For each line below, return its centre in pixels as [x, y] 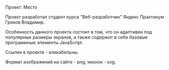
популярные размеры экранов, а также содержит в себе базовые [76, 37]
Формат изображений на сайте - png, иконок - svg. [61, 62]
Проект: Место [21, 7]
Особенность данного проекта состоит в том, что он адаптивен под [79, 32]
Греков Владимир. [25, 22]
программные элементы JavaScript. [44, 42]
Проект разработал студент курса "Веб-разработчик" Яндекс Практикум [85, 17]
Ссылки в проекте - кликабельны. [42, 52]
